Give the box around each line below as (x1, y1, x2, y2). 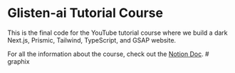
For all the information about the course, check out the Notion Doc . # (7, 50, 209, 58)
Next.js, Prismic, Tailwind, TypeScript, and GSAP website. (7, 35, 177, 44)
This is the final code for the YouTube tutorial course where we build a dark (7, 28, 228, 37)
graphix (7, 57, 30, 65)
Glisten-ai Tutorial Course (7, 5, 164, 21)
